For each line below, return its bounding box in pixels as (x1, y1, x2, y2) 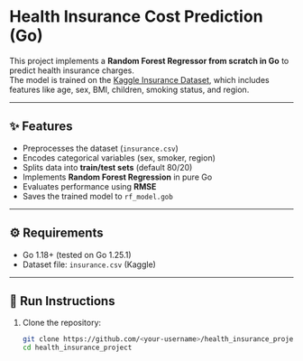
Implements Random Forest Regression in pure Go (22, 171, 213, 182)
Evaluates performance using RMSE (22, 180, 157, 191)
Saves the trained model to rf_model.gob (22, 190, 173, 201)
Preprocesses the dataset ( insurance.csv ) (22, 143, 179, 153)
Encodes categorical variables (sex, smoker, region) (22, 152, 216, 163)
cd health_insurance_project (22, 343, 133, 353)
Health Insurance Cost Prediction (9, 6, 263, 27)
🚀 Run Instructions (9, 293, 115, 309)
